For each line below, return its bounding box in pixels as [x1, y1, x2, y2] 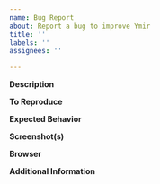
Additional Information [9, 166, 96, 177]
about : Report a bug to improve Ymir [9, 22, 151, 31]
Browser [9, 149, 42, 160]
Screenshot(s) [9, 131, 65, 142]
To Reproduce [9, 96, 63, 108]
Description [9, 79, 55, 90]
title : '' [9, 30, 47, 39]
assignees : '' [9, 47, 63, 56]
